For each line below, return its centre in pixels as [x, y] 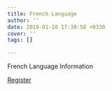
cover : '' [22, 34]
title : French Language [42, 14]
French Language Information [50, 66]
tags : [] [20, 40]
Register [19, 80]
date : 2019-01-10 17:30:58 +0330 [56, 27]
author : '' [23, 20]
